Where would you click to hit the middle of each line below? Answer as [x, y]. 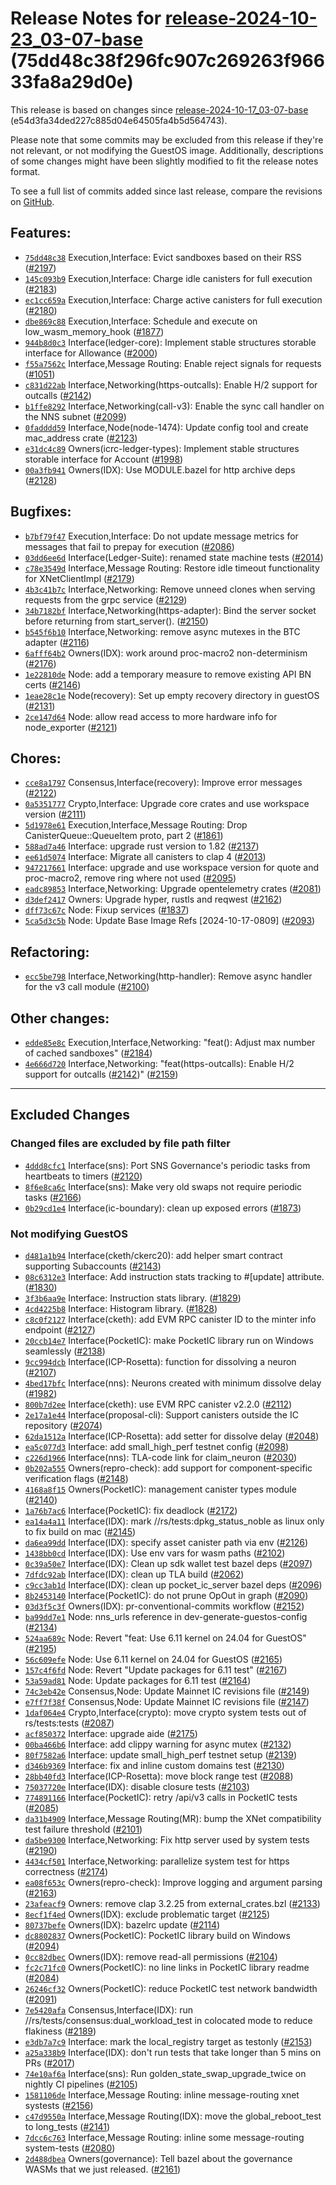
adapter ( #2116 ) [57, 642]
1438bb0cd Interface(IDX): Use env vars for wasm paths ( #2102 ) [155, 1553]
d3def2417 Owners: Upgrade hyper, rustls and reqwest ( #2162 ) [153, 899]
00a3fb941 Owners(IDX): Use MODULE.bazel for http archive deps [160, 469]
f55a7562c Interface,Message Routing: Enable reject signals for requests [173, 363]
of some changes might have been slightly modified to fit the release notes [164, 161]
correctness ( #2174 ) [66, 1871]
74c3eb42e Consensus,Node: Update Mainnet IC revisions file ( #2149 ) [167, 1691]
